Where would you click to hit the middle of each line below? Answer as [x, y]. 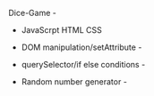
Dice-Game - [33, 13]
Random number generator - [74, 82]
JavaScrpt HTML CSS [61, 30]
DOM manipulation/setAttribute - [81, 47]
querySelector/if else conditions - [83, 64]
